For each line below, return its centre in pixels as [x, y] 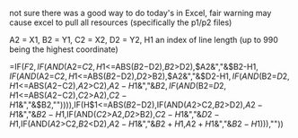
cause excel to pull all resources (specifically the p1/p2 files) [121, 22]
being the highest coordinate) [64, 49]
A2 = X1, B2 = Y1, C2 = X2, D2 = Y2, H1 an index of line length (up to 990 [144, 40]
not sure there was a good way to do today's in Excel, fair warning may [140, 13]
